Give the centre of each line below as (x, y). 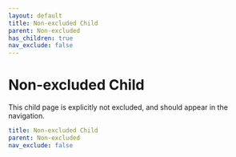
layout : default (35, 16)
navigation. (27, 116)
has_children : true (41, 38)
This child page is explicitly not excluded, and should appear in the (118, 107)
